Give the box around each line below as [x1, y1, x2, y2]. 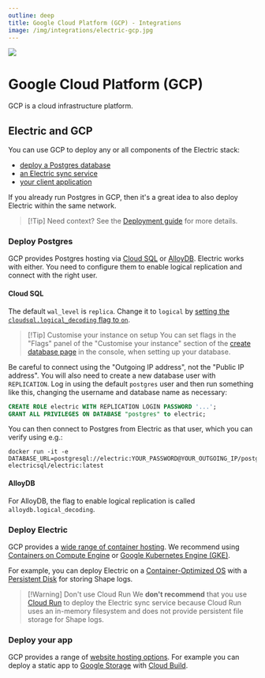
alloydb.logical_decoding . [8, 504, 95, 514]
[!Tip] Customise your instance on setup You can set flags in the [27, 330, 237, 340]
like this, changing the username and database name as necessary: [8, 387, 227, 397]
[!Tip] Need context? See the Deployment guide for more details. [27, 217, 238, 226]
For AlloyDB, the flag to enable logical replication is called [8, 495, 196, 506]
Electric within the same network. [8, 201, 117, 210]
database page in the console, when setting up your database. [27, 347, 231, 356]
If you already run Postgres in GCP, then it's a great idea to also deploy [8, 193, 238, 202]
